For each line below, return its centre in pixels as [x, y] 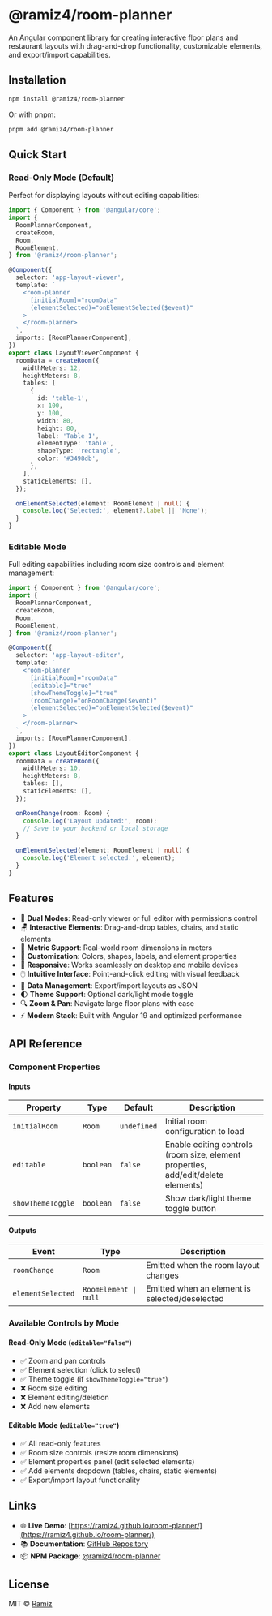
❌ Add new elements [55, 1406]
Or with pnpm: [32, 114]
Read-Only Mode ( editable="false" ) [70, 1342]
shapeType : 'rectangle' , [79, 451]
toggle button [191, 1209]
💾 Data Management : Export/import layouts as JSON [109, 985]
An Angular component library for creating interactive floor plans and [123, 37]
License [29, 1584]
